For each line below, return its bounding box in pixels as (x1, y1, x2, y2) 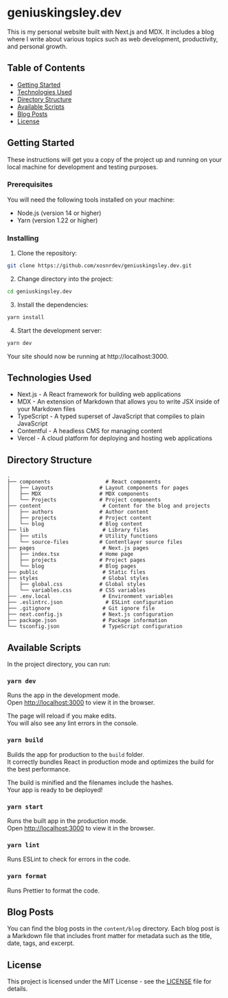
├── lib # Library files (7, 527, 149, 534)
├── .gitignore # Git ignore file (7, 605, 155, 612)
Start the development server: (16, 326, 102, 335)
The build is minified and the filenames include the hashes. (7, 778, 174, 787)
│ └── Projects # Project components (7, 497, 161, 503)
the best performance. (7, 765, 71, 773)
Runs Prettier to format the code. (7, 886, 100, 895)
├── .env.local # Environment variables (7, 593, 174, 600)
